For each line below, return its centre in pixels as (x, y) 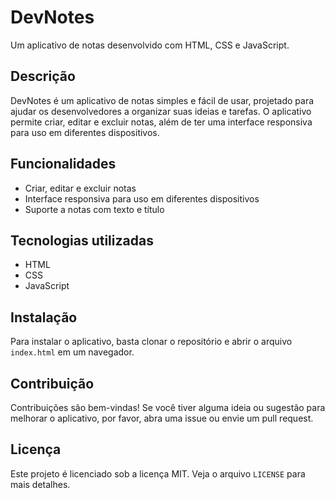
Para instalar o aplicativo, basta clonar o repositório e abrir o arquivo (151, 342)
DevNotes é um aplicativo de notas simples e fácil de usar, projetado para (162, 100)
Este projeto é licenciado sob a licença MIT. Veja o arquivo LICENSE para (158, 473)
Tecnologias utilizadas (82, 240)
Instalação (44, 317)
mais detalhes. (40, 484)
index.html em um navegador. (72, 352)
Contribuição (52, 383)
